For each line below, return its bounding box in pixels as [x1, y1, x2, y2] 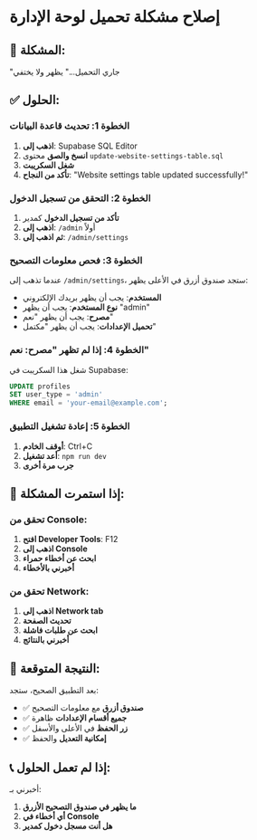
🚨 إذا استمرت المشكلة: [9, 486, 125, 501]
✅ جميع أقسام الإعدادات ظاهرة [22, 712, 128, 723]
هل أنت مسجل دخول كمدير [22, 821, 113, 832]
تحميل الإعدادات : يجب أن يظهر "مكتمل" [22, 321, 157, 332]
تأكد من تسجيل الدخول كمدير [22, 212, 119, 223]
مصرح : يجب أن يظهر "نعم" [22, 311, 114, 322]
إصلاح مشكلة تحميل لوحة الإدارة [9, 6, 220, 27]
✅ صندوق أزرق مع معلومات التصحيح [22, 702, 144, 713]
